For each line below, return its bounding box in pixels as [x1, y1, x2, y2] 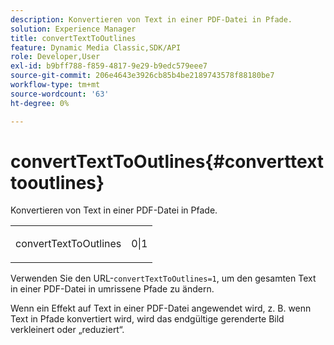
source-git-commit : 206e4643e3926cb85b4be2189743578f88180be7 [10, 71, 275, 81]
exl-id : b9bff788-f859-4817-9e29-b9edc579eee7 [10, 61, 208, 71]
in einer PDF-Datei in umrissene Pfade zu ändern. [10, 283, 215, 295]
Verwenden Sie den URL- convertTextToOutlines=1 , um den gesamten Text [10, 272, 317, 285]
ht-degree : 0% [10, 98, 70, 108]
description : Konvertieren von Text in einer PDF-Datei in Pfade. [10, 14, 293, 25]
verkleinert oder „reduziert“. [10, 324, 125, 336]
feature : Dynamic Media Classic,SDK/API [10, 42, 182, 53]
